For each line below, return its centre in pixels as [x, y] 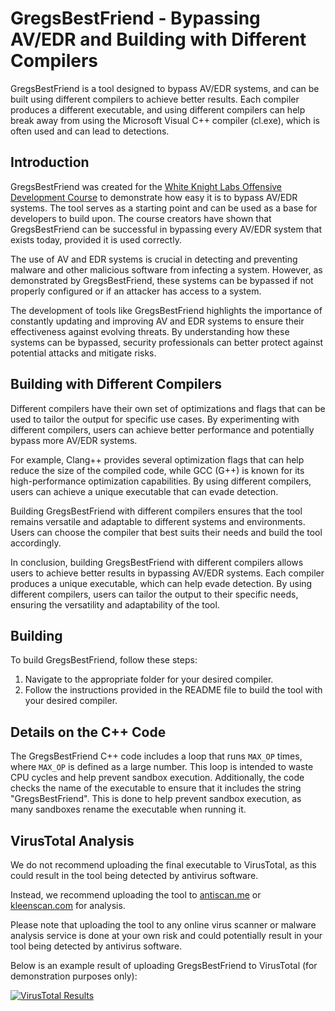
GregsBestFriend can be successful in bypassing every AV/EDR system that [166, 229]
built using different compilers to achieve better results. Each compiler [155, 99]
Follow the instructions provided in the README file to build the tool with [173, 690]
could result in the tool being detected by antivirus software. [134, 875]
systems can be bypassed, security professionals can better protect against [166, 342]
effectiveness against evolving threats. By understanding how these [150, 331]
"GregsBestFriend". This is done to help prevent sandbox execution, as [156, 799]
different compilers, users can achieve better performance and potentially [162, 429]
